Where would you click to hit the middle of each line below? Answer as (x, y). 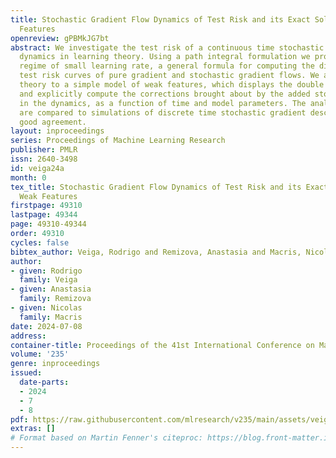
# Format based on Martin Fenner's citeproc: (106, 438)
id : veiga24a (37, 168)
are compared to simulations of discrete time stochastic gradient (163, 112)
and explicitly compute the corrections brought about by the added (165, 94)
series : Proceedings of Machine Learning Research (118, 141)
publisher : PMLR (44, 150)
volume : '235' (40, 354)
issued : (26, 373)
